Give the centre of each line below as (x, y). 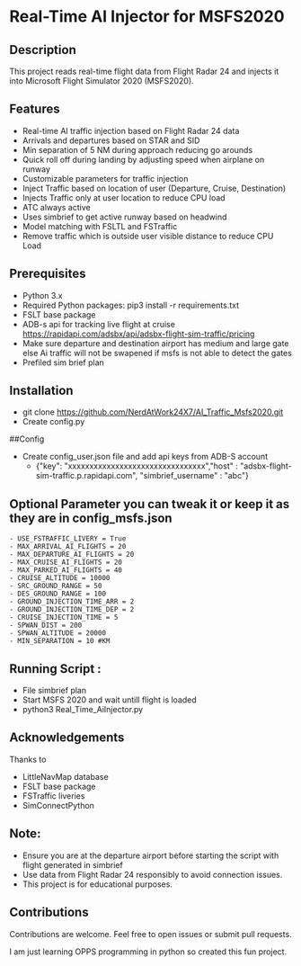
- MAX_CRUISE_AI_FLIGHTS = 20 (66, 563)
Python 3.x (42, 295)
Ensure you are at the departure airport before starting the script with (150, 855)
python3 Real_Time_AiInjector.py (83, 710)
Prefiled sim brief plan (63, 362)
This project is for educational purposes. (97, 884)
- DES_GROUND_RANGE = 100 (58, 594)
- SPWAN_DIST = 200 (46, 626)
